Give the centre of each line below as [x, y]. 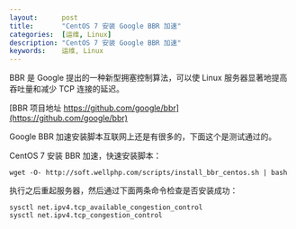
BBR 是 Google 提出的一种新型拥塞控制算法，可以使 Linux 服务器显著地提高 [148, 78]
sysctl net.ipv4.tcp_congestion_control [86, 216]
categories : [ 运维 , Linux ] [61, 34]
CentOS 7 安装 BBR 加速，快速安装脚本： [85, 156]
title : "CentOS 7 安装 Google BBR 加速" [95, 26]
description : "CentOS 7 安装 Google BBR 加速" [95, 43]
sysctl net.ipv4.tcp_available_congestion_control [106, 207]
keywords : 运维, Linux [56, 51]
